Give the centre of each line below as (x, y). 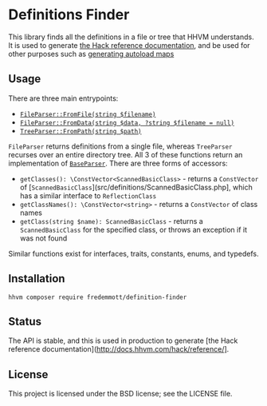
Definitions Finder (69, 15)
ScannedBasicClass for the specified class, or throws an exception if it (133, 229)
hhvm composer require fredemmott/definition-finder (98, 297)
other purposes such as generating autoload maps (91, 54)
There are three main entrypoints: (63, 98)
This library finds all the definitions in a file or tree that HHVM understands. (131, 37)
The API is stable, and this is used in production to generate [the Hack (123, 340)
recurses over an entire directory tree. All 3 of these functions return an (126, 154)
